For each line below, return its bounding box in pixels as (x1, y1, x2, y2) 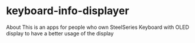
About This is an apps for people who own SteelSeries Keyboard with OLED (6, 24, 190, 31)
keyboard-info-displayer (6, 4, 130, 18)
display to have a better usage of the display (6, 29, 114, 37)
